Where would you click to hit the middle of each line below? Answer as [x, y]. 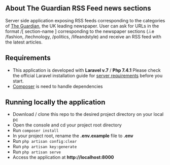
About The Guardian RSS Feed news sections [78, 8]
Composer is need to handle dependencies [58, 86]
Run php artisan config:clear [45, 141]
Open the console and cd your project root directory [67, 125]
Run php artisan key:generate [45, 147]
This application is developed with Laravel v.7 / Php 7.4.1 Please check [87, 70]
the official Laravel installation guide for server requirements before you [88, 75]
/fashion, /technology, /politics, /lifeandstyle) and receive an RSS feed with [83, 36]
